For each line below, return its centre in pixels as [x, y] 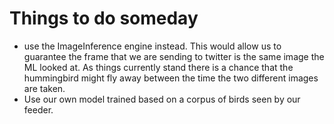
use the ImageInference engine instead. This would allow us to [152, 46]
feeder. [38, 109]
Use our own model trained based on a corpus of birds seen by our [162, 99]
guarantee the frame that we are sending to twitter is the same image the [174, 56]
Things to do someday [104, 18]
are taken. [44, 88]
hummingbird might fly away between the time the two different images [171, 78]
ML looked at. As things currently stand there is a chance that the [158, 67]
